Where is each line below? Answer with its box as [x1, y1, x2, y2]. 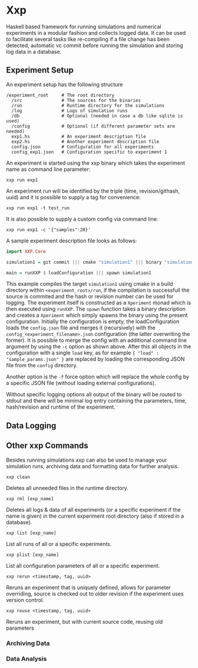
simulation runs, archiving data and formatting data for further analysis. [6, 462, 179, 469]
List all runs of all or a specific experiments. [6, 540, 112, 547]
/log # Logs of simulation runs [11, 107, 128, 114]
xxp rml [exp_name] [6, 496, 54, 502]
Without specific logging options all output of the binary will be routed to [6, 391, 182, 398]
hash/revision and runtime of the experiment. [6, 403, 116, 410]
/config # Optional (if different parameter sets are [11, 123, 176, 129]
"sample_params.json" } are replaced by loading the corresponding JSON [6, 356, 185, 363]
